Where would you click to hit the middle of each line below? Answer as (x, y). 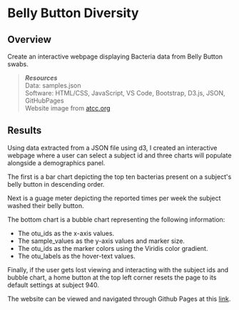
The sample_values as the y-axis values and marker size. (101, 241)
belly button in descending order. (56, 184)
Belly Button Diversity (73, 13)
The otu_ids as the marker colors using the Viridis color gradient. (113, 248)
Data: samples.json (53, 86)
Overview (30, 40)
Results (25, 131)
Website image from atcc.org (67, 108)
